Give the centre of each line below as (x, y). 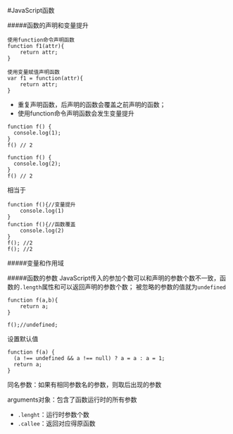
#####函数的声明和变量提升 (48, 25)
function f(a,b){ (33, 300)
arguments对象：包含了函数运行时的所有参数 (72, 399)
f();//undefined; (33, 325)
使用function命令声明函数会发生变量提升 (76, 113)
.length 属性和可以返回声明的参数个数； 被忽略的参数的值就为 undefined (123, 287)
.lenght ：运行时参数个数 (53, 415)
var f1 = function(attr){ (45, 78)
